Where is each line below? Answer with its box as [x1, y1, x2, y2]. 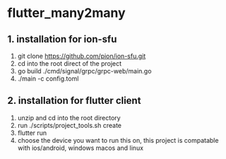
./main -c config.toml [17, 74, 79, 83]
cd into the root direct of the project [17, 59, 122, 68]
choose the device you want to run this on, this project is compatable [17, 136, 219, 144]
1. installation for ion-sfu [7, 33, 117, 45]
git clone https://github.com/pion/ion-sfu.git [17, 52, 146, 60]
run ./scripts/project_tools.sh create [17, 121, 122, 129]
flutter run [17, 129, 47, 137]
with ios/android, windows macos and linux [17, 143, 143, 152]
